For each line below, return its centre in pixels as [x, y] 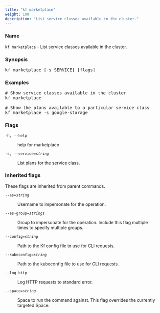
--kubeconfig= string [26, 255]
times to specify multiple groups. [50, 228]
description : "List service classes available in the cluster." [72, 19]
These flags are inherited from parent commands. [55, 186]
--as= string [17, 195]
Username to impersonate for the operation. [62, 204]
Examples [17, 83]
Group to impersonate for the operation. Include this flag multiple [83, 222]
